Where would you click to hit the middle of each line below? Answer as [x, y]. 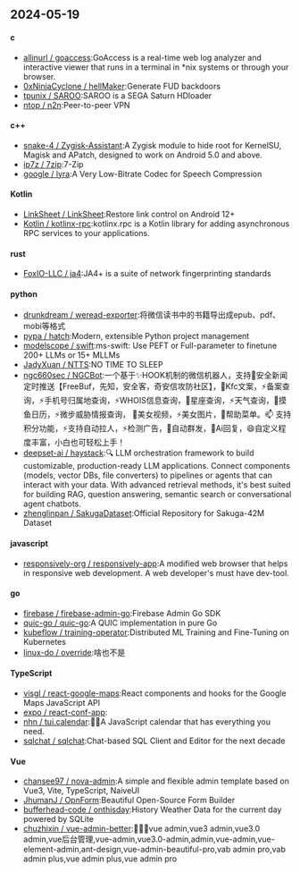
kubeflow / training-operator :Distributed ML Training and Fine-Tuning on [156, 632]
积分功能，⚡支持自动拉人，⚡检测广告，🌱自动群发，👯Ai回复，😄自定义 [151, 428]
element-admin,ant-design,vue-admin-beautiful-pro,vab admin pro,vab [154, 850]
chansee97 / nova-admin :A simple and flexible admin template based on [156, 781]
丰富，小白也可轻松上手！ [78, 443]
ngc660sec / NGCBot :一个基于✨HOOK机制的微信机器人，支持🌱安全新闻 [155, 376]
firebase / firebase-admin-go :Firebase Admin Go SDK [122, 613]
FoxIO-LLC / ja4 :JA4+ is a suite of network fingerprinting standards [147, 274]
